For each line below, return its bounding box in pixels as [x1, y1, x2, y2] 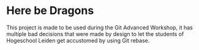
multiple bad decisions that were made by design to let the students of [6, 30, 184, 37]
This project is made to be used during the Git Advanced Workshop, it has [6, 24, 193, 31]
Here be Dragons [6, 4, 94, 18]
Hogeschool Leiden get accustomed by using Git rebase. [6, 37, 150, 44]
